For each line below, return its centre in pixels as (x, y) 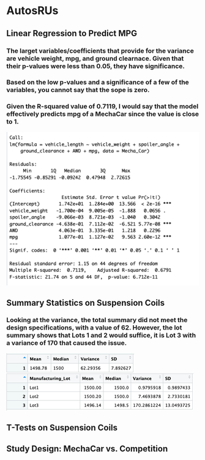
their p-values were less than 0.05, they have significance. (95, 66)
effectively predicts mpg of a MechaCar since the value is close (103, 114)
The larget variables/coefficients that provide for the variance (100, 51)
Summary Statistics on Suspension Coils (86, 303)
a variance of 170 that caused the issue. (67, 343)
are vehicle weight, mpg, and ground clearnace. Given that (95, 58)
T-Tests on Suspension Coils (62, 428)
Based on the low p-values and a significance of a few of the (98, 82)
